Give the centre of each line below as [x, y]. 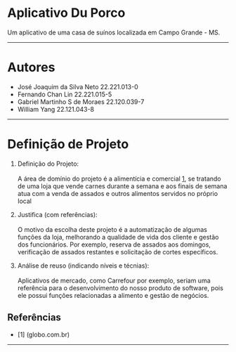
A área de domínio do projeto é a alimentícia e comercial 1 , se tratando [119, 178]
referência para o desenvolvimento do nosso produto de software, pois [120, 288]
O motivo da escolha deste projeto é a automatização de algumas [112, 229]
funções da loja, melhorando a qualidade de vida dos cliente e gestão [118, 237]
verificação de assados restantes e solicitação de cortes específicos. [118, 252]
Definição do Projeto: [48, 164]
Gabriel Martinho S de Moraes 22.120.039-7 [81, 102]
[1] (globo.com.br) [44, 334]
